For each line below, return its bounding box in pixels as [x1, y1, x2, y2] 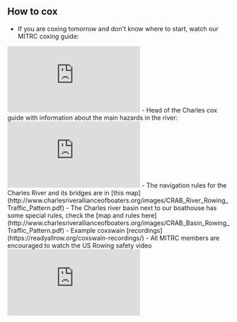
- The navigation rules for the [141, 180, 227, 190]
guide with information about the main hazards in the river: [7, 113, 178, 122]
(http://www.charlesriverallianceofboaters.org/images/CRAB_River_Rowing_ [7, 196, 229, 205]
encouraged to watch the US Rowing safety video [7, 241, 152, 250]
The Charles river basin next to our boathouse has [70, 203, 217, 212]
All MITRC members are [150, 234, 220, 242]
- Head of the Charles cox [141, 105, 218, 114]
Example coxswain [70, 226, 125, 234]
